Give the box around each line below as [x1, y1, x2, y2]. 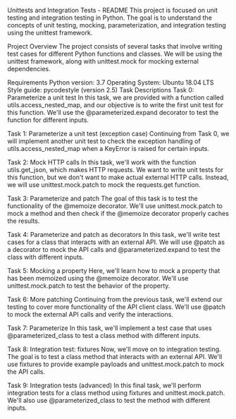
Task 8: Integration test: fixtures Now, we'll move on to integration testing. [7, 345, 221, 353]
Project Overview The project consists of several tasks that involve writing [7, 42, 223, 50]
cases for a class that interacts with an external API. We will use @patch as [7, 238, 225, 246]
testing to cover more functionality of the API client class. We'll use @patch [7, 303, 226, 311]
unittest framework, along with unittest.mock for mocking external [7, 57, 199, 66]
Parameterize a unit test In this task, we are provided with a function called [7, 93, 224, 102]
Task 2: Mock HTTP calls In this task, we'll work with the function [7, 158, 197, 166]
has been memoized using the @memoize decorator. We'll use [7, 274, 189, 282]
